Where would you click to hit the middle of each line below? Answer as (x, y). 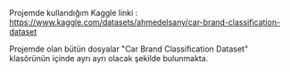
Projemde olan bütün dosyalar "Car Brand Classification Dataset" (128, 49)
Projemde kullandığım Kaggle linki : (74, 13)
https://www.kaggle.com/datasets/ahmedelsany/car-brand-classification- (145, 22)
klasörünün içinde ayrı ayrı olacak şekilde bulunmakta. (109, 58)
